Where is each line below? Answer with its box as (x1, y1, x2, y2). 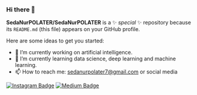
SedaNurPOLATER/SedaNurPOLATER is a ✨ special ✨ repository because (6, 19, 192, 26)
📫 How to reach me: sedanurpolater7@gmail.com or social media (14, 68, 178, 75)
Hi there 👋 (6, 5, 36, 14)
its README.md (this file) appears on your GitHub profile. (6, 26, 140, 33)
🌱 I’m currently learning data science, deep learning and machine (14, 55, 176, 62)
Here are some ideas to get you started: (6, 37, 105, 44)
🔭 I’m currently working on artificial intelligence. (14, 49, 133, 56)
